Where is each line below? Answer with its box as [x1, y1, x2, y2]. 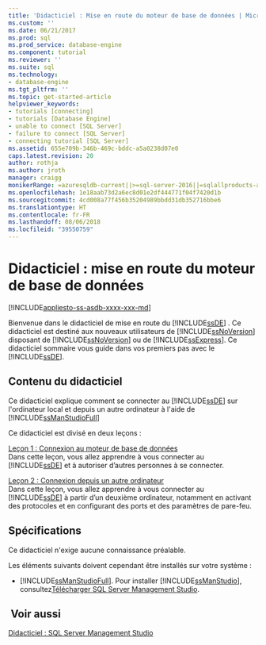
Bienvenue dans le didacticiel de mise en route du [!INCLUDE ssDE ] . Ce [8, 318, 241, 328]
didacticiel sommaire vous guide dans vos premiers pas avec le [8, 343, 215, 353]
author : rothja [8, 159, 59, 167]
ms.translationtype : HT [8, 203, 87, 211]
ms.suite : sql [8, 63, 55, 71]
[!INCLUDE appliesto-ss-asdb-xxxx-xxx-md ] [8, 302, 152, 312]
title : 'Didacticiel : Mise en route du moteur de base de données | [8, 11, 243, 20]
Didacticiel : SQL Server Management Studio [8, 628, 154, 638]
